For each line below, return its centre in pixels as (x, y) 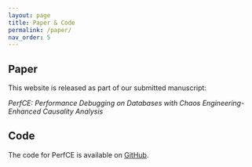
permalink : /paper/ (40, 30)
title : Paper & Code (42, 23)
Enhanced (25, 111)
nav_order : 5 (29, 37)
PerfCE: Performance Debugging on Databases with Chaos (104, 103)
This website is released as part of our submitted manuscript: (107, 88)
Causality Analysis (73, 111)
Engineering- (223, 103)
